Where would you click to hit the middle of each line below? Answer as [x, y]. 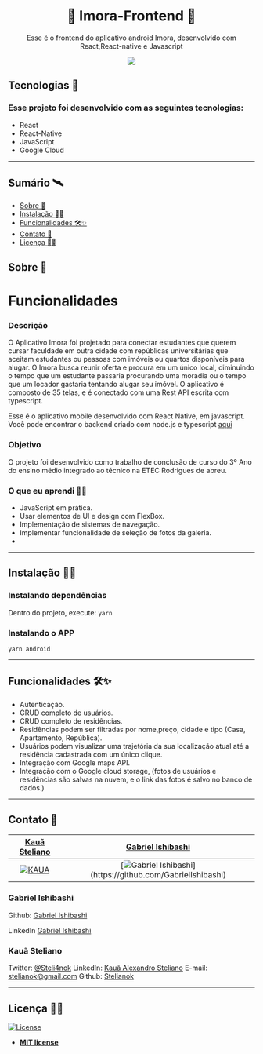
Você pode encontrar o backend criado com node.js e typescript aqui [120, 425]
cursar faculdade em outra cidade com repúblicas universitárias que [118, 351]
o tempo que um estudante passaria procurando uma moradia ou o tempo [127, 376]
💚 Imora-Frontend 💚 [131, 16]
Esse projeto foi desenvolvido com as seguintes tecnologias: [126, 108]
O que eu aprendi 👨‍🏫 [48, 491]
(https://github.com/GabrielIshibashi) [158, 874]
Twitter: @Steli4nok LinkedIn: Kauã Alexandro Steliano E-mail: [108, 968]
